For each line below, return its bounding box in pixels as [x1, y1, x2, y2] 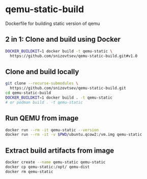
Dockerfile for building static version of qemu [5, 20, 100, 26]
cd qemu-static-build [5, 91, 51, 96]
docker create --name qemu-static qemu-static [5, 160, 106, 165]
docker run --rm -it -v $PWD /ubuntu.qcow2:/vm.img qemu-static [5, 132, 142, 137]
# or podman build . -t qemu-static [5, 100, 83, 105]
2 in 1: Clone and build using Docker [5, 35, 121, 44]
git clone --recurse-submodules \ [5, 81, 79, 86]
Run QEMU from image [5, 114, 79, 123]
